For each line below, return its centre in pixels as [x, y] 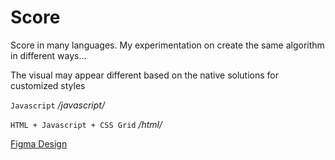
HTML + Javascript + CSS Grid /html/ [86, 124]
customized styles [48, 85]
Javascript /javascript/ [57, 105]
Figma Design [39, 143]
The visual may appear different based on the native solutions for [144, 75]
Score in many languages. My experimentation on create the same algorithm [167, 45]
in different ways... [48, 55]
